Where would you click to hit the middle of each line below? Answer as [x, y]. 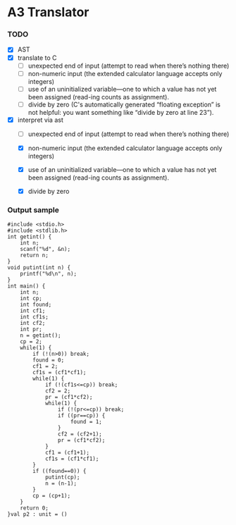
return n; [35, 255]
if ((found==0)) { [60, 471]
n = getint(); [41, 335]
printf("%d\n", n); [49, 274]
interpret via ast [40, 120]
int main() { [26, 286]
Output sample [33, 210]
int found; [36, 305]
